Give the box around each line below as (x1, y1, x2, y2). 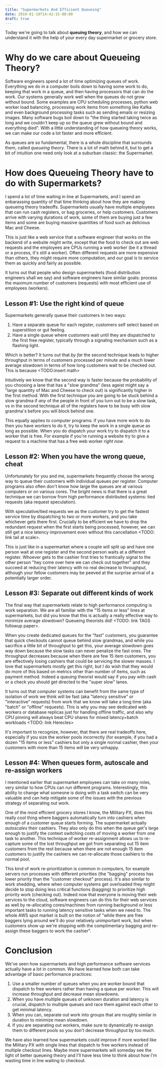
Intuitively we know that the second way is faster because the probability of (5, 377, 157, 383)
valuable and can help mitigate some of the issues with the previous (5, 795, 142, 801)
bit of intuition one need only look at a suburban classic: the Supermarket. (5, 150, 154, 156)
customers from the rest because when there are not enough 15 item (5, 845, 143, 852)
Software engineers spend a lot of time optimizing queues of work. (5, 79, 140, 84)
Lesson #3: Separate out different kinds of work (5, 589, 154, 597)
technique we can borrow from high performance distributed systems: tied (5, 493, 155, 499)
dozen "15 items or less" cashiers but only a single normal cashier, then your (5, 739, 159, 745)
